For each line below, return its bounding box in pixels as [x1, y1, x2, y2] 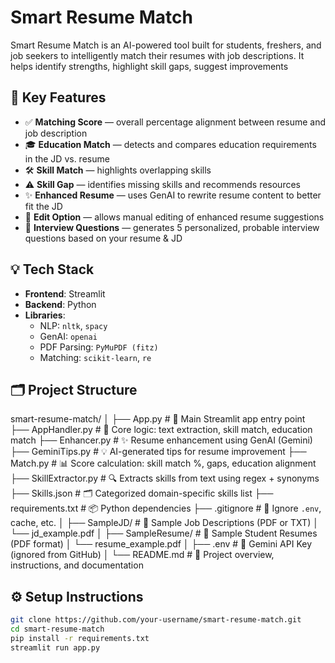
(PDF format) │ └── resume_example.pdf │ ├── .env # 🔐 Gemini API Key [10, 538, 313, 550]
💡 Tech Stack [10, 261, 95, 278]
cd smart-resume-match [10, 624, 105, 635]
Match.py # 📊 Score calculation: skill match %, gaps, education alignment [10, 457, 317, 470]
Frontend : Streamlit [24, 287, 106, 300]
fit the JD [24, 200, 63, 212]
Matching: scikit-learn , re [39, 351, 152, 363]
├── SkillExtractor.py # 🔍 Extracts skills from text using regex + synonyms [10, 472, 320, 485]
